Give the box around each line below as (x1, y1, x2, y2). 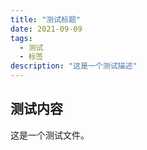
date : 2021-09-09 (10, 24, 83, 34)
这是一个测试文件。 (10, 129, 90, 141)
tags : (10, 33, 33, 43)
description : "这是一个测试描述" (10, 61, 138, 71)
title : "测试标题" (10, 14, 82, 25)
